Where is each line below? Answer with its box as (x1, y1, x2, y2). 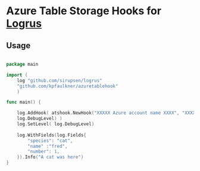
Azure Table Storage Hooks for (6, 4, 162, 18)
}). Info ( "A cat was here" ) (17, 154, 84, 160)
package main (6, 61, 39, 67)
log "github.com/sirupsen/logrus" (17, 77, 102, 84)
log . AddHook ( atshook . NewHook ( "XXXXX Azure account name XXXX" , (17, 110, 180, 116)
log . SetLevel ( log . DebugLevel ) (17, 121, 95, 127)
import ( (6, 72, 28, 78)
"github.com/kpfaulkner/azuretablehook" (17, 83, 118, 89)
